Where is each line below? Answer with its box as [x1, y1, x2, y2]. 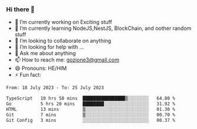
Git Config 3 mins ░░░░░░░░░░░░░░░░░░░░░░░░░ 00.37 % [6, 117, 176, 123]
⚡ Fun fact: [14, 72, 41, 79]
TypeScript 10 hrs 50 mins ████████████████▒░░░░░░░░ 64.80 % [6, 96, 176, 101]
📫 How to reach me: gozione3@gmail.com [14, 56, 120, 63]
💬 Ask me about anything [14, 50, 76, 57]
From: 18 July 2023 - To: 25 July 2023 [6, 85, 104, 91]
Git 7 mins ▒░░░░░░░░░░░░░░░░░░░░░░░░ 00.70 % [6, 111, 176, 118]
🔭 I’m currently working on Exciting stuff [14, 19, 112, 26]
